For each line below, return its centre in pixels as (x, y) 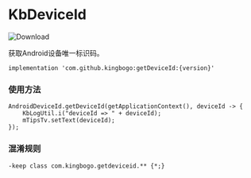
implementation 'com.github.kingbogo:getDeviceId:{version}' (112, 68)
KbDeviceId (48, 15)
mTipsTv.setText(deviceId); (69, 121)
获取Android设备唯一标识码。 (56, 52)
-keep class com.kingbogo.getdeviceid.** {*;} (87, 166)
